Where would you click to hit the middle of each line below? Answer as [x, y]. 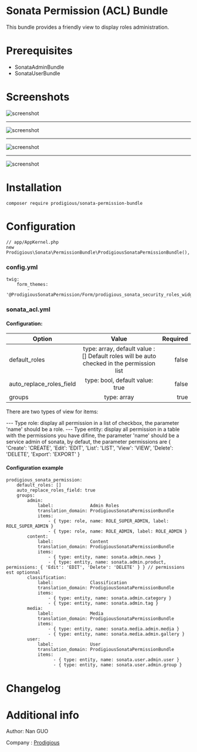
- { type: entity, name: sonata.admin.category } [110, 598]
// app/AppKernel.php [33, 242]
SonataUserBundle [37, 73]
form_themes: [33, 284]
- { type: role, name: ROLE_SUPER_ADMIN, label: [108, 521]
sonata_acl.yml [28, 309]
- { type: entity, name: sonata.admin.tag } [103, 603]
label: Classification [82, 583]
